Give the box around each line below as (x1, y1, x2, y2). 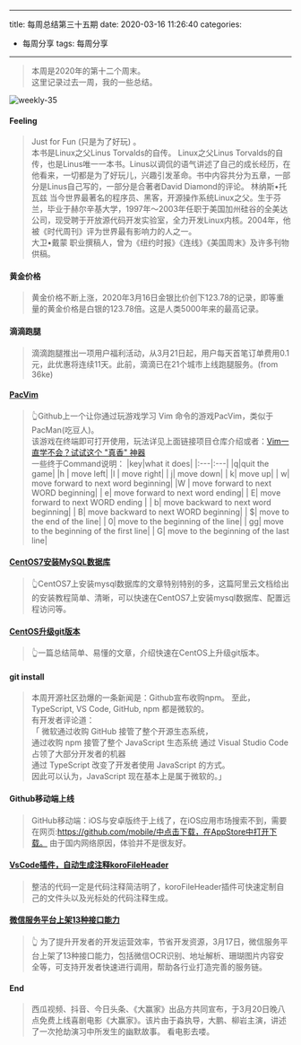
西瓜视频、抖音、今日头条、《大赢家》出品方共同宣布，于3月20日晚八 (30, 1004, 286, 1014)
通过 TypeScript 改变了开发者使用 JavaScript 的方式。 (30, 760, 230, 770)
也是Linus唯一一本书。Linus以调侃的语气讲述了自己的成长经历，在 (47, 159, 291, 170)
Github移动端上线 (9, 794, 74, 804)
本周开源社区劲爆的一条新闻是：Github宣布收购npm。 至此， (30, 692, 255, 703)
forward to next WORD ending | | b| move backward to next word (30, 496, 271, 507)
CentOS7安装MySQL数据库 (9, 557, 111, 567)
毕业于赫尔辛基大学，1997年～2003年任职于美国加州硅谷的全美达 (47, 204, 288, 215)
